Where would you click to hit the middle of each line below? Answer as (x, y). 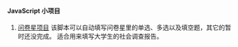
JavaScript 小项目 (34, 11)
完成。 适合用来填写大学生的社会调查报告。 (100, 36)
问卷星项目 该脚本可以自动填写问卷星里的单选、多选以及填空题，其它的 (121, 27)
